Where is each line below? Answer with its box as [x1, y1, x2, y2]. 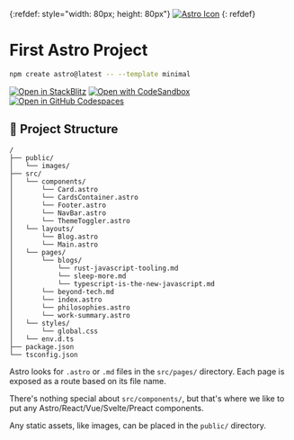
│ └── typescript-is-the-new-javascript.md [9, 279, 216, 288]
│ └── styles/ [9, 319, 70, 328]
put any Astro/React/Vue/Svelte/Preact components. [9, 402, 204, 413]
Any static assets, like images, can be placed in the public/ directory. [9, 419, 267, 431]
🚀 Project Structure [9, 121, 119, 137]
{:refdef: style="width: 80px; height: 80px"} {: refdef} [9, 9, 256, 19]
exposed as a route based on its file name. [9, 375, 166, 386]
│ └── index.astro [9, 295, 102, 304]
